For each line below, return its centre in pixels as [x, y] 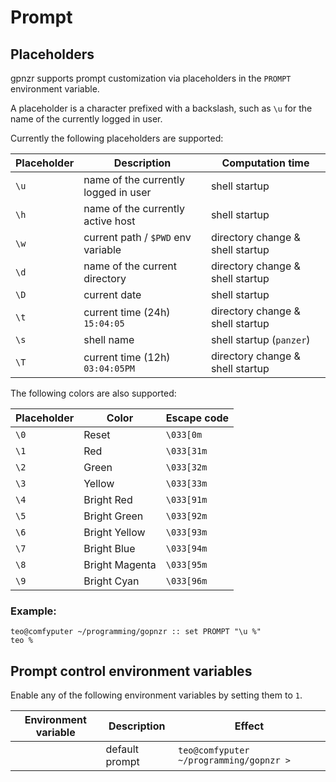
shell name [109, 339]
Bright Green [113, 516]
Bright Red [108, 499]
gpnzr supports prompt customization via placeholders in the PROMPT [151, 78]
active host [109, 221]
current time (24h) [127, 312]
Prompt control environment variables [131, 671]
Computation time [265, 163]
